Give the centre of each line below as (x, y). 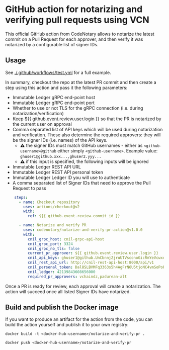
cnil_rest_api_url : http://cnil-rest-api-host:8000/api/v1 (91, 262)
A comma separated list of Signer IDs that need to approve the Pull (81, 183)
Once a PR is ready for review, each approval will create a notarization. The (83, 286)
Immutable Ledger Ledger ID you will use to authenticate (71, 178)
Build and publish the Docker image (62, 308)
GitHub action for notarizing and (74, 9)
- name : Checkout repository (49, 202)
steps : (21, 197)
